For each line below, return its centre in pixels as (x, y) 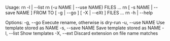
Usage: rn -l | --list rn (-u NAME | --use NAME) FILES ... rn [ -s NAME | (79, 7)
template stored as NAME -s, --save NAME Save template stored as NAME (83, 28)
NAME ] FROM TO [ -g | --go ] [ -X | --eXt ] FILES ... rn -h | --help (84, 13)
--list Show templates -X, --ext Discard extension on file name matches (83, 33)
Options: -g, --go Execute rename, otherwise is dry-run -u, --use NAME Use (85, 23)
